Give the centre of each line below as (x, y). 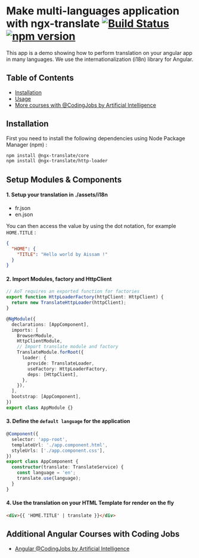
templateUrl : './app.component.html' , (60, 445)
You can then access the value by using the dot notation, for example (91, 226)
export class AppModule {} (40, 408)
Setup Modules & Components (64, 179)
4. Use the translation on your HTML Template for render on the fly (90, 503)
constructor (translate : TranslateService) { (68, 467)
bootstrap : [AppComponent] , (46, 397)
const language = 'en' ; (46, 473)
